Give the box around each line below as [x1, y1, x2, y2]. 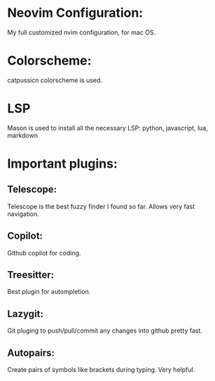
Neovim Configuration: [7, 5, 144, 21]
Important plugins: [7, 156, 118, 171]
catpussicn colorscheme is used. [7, 76, 103, 84]
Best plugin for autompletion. [7, 288, 91, 296]
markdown [7, 131, 39, 140]
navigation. [7, 209, 40, 218]
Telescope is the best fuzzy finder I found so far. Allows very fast [7, 202, 195, 210]
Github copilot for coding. [7, 248, 81, 257]
